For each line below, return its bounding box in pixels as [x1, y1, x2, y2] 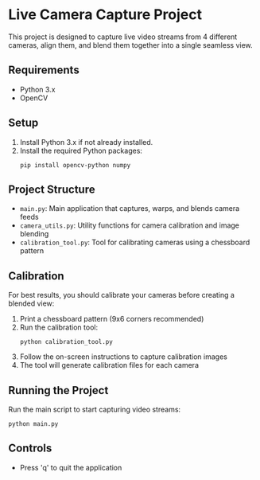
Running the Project [8, 384, 109, 397]
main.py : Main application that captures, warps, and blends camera [19, 204, 240, 213]
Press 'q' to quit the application [19, 462, 122, 472]
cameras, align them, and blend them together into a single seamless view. [8, 40, 253, 49]
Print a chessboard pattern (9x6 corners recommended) [19, 314, 204, 324]
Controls [8, 442, 52, 455]
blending [19, 229, 49, 239]
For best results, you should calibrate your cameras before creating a [8, 291, 235, 300]
